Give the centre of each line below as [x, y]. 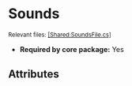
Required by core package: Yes [72, 49]
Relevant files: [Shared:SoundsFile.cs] [60, 35]
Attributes [34, 75]
